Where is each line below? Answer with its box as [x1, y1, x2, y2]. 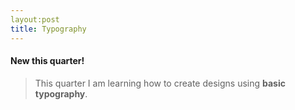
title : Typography [10, 24, 87, 34]
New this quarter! [10, 55, 85, 67]
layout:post [10, 14, 60, 25]
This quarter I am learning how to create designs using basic [34, 77, 286, 89]
